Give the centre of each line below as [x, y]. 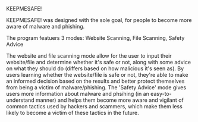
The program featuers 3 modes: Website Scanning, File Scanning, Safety [95, 38]
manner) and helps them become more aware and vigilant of [110, 100]
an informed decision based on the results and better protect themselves [95, 81]
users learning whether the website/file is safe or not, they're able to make [97, 75]
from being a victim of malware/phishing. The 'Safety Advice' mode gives [96, 87]
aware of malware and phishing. [45, 26]
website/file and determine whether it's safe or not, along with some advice [99, 62]
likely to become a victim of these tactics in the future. [73, 113]
